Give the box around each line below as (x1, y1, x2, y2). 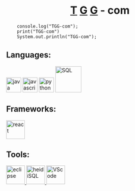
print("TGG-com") (17, 28, 60, 35)
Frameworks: (6, 104, 56, 114)
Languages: (6, 50, 52, 60)
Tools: (6, 149, 30, 159)
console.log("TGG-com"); (17, 23, 79, 29)
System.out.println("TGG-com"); (17, 33, 97, 39)
